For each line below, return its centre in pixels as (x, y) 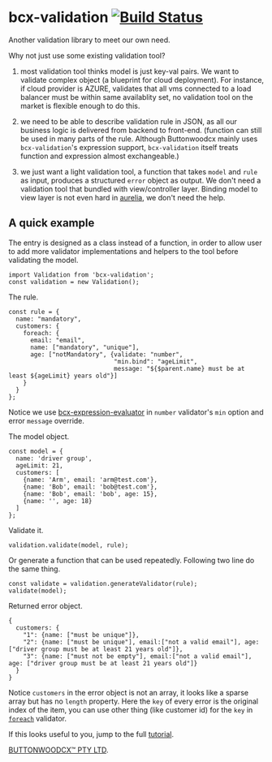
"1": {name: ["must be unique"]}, (81, 635)
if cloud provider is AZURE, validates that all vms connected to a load (136, 88)
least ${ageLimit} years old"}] (63, 376)
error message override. (47, 420)
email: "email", (57, 340)
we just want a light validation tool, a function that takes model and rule (139, 171)
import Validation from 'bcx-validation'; (81, 275)
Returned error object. (45, 605)
